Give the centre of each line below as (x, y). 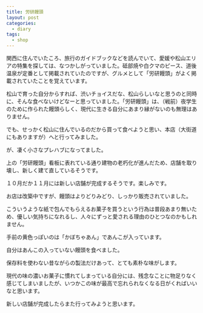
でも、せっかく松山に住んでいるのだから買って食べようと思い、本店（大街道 (101, 129)
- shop (20, 40)
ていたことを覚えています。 (56, 81)
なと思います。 (25, 291)
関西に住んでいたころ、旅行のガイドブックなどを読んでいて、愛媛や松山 (96, 58)
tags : (13, 35)
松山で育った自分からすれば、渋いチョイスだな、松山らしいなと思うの (94, 94)
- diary (22, 29)
